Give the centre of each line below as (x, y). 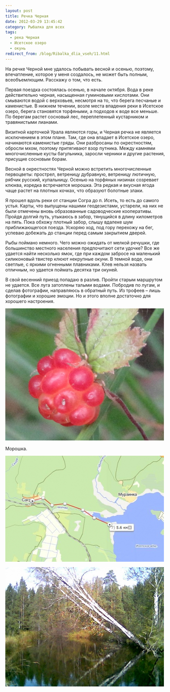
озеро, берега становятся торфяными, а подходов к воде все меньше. (82, 111)
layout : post (19, 11)
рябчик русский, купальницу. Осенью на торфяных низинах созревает (82, 179)
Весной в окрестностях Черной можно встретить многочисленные (78, 169)
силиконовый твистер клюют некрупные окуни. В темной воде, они (79, 259)
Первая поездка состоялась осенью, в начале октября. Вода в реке (79, 90)
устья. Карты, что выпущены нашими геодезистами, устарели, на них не (84, 206)
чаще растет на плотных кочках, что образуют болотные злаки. (74, 190)
